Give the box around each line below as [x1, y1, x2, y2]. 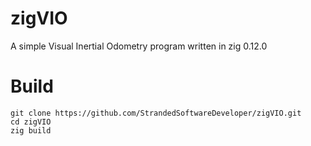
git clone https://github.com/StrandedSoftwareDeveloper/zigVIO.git [10, 108, 302, 118]
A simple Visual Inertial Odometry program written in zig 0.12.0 [10, 40, 268, 52]
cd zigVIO [10, 117, 52, 127]
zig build [10, 125, 52, 136]
